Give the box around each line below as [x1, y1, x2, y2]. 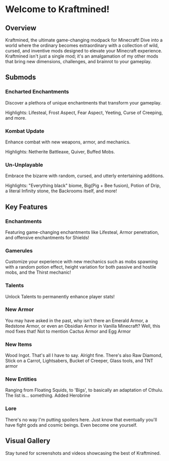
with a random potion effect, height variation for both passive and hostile [5, 264, 156, 270]
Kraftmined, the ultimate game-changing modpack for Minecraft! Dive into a [5, 37, 163, 43]
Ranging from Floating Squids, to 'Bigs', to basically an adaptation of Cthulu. [5, 387, 163, 393]
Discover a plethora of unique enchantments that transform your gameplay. [5, 99, 162, 106]
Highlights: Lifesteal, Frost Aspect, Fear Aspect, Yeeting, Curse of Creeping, [5, 110, 163, 116]
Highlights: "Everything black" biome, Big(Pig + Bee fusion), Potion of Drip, [5, 183, 161, 189]
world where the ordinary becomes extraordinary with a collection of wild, [5, 42, 159, 48]
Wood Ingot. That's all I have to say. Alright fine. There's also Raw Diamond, [5, 352, 163, 358]
